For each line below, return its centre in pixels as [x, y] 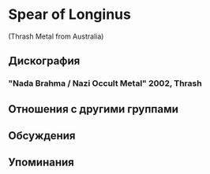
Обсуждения [42, 136]
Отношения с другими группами [94, 109]
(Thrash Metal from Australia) [56, 36]
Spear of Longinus [70, 15]
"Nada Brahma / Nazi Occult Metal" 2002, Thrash [105, 83]
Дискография [44, 61]
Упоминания [41, 163]
